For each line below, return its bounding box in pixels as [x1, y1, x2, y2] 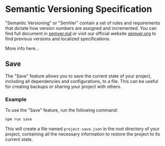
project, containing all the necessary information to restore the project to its [5, 131, 161, 137]
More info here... [5, 45, 39, 51]
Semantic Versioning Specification [5, 3, 152, 15]
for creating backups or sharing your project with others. [5, 83, 122, 89]
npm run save [5, 117, 32, 122]
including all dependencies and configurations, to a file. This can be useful [5, 78, 159, 84]
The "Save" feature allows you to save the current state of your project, [5, 73, 152, 79]
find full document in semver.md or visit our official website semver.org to [5, 30, 157, 36]
